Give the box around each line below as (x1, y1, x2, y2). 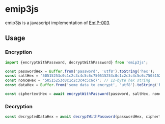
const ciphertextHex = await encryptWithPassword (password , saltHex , (5, 92, 151, 96)
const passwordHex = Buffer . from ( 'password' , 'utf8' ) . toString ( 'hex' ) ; (5, 69, 155, 74)
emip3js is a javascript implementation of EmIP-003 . (5, 20, 110, 26)
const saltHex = (5, 73, 38, 78)
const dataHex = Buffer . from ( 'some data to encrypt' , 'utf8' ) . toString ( (5, 83, 157, 88)
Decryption (5, 103, 33, 110)
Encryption (5, 49, 32, 56)
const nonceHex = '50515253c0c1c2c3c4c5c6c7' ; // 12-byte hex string (5, 78, 151, 83)
